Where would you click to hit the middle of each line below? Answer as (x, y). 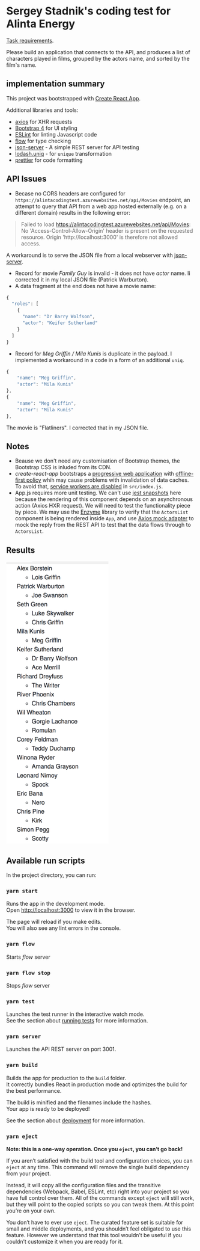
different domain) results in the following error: (73, 212)
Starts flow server (28, 957)
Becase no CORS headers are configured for (70, 193)
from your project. (29, 1173)
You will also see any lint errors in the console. (64, 928)
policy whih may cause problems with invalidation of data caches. (108, 480)
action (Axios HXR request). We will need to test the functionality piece (102, 506)
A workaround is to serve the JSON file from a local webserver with (89, 255)
